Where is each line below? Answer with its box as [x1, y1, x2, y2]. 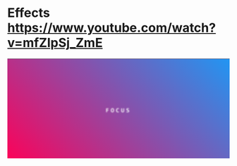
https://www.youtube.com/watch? [7, 20, 217, 36]
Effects [7, 5, 51, 21]
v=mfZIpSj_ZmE [7, 35, 103, 51]
